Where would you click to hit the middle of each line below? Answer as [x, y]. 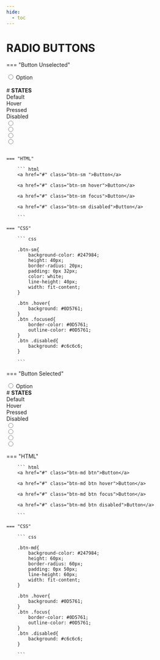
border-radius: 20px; [56, 266]
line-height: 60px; [53, 575]
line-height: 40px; [53, 282]
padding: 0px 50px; [53, 569]
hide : [13, 12]
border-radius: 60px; [56, 564]
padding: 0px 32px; [53, 271]
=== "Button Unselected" [38, 65]
